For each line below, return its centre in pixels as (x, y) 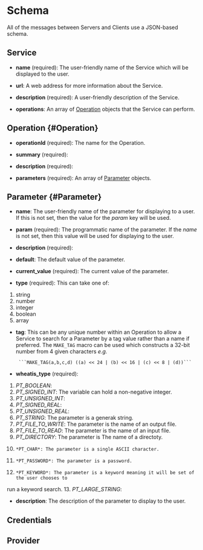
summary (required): (42, 154)
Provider (23, 541)
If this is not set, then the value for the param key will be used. (93, 218)
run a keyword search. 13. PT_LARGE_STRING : (65, 489)
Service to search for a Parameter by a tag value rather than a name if (102, 339)
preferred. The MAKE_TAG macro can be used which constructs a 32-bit (103, 345)
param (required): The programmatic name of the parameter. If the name (106, 230)
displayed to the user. (43, 74)
